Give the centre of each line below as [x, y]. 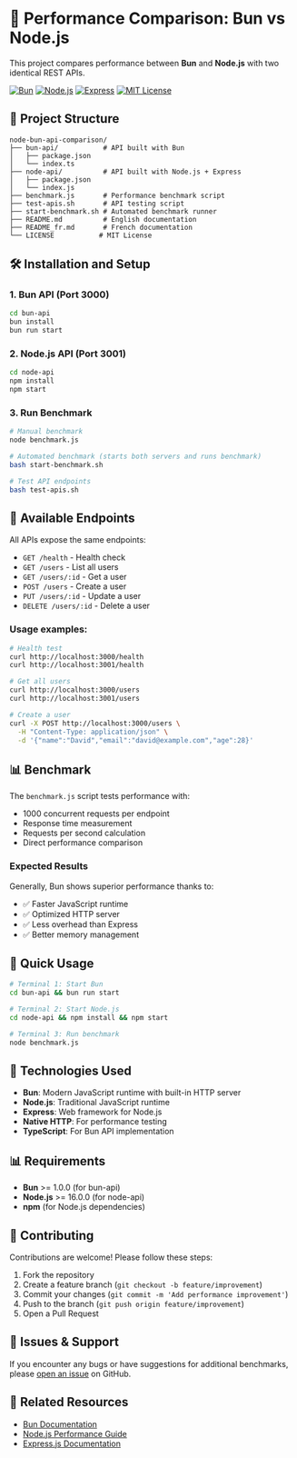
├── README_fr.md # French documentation [101, 227]
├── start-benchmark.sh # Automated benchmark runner [114, 211]
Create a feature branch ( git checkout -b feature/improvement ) [143, 1284]
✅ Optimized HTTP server [71, 914]
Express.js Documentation [71, 1443]
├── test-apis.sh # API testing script [97, 204]
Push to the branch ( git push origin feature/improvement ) [134, 1304]
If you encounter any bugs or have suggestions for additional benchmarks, [149, 1363]
